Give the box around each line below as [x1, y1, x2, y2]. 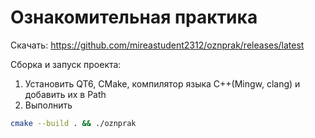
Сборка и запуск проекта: [10, 58, 122, 70]
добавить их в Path [24, 88, 107, 100]
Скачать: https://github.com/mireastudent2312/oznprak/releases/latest [10, 39, 305, 51]
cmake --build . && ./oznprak [10, 118, 137, 128]
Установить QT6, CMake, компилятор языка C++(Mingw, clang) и [24, 77, 301, 90]
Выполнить [24, 99, 73, 111]
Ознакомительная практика [10, 6, 258, 29]
